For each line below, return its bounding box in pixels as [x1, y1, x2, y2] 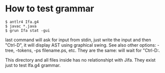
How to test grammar [5, 3, 94, 14]
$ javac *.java [5, 23, 37, 29]
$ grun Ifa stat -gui [5, 28, 50, 33]
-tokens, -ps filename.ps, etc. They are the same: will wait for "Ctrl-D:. [15, 47, 161, 53]
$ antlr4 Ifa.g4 [5, 19, 39, 24]
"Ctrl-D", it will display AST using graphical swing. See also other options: [5, 42, 156, 48]
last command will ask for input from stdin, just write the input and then [5, 37, 151, 43]
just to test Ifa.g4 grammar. [5, 62, 61, 68]
